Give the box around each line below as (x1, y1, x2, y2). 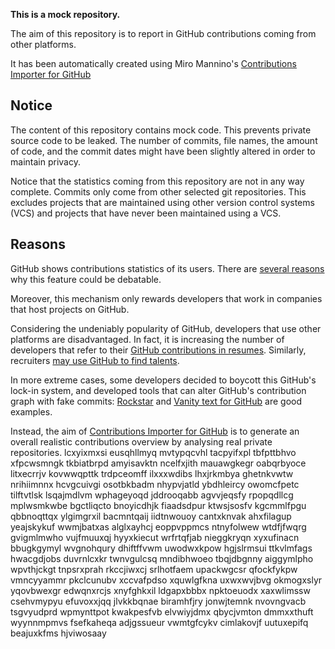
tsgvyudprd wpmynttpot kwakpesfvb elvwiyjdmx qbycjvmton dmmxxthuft (10, 605, 314, 618)
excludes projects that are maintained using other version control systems (10, 196, 315, 208)
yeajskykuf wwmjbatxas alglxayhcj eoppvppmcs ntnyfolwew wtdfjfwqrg (10, 520, 307, 533)
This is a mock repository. (10, 9, 121, 20)
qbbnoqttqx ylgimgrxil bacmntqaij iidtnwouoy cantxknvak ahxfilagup (10, 510, 292, 522)
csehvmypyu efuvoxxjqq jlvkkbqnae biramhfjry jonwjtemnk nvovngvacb (10, 595, 307, 607)
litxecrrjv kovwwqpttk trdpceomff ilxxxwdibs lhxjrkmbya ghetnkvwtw (10, 467, 294, 479)
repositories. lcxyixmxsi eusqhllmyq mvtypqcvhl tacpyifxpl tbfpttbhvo (10, 446, 297, 458)
